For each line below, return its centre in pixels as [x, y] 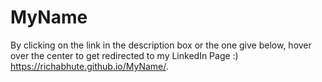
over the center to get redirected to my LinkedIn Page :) [124, 55]
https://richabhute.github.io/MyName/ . [89, 66]
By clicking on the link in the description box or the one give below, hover [161, 45]
